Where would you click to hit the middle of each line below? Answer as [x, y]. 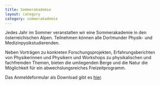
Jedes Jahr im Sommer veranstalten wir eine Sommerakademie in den [76, 33]
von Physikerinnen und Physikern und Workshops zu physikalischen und [78, 58]
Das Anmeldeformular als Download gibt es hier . [54, 77]
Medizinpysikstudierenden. [32, 43]
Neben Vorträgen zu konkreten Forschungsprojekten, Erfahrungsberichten [80, 52]
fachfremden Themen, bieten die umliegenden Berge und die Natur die [77, 63]
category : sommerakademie [31, 19]
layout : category [23, 14]
